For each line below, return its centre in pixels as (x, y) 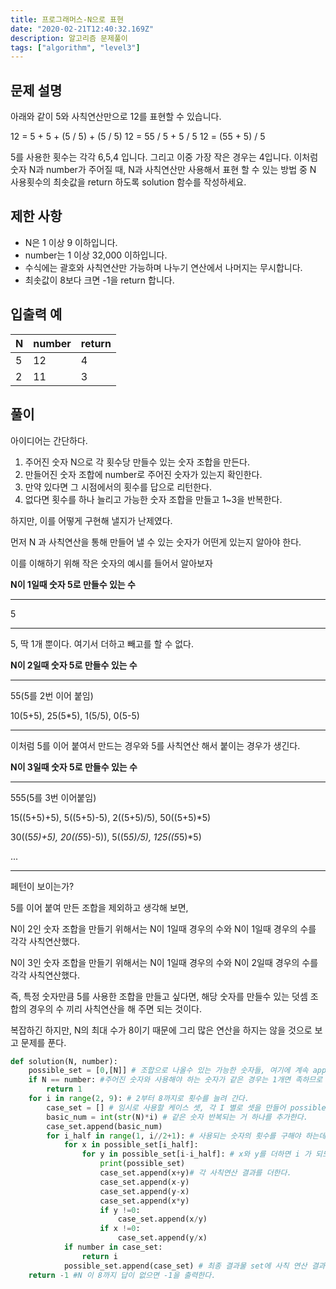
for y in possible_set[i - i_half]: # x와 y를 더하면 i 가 (196, 1154)
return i (99, 1256)
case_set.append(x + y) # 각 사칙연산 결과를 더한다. (195, 1173)
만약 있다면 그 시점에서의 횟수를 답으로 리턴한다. (118, 487)
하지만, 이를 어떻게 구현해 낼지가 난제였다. (91, 520)
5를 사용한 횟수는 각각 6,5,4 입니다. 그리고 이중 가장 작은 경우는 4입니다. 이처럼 (164, 157)
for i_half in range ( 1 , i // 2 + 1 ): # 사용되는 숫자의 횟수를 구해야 (174, 1136)
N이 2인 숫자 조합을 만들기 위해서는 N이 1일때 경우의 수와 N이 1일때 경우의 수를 (163, 928)
